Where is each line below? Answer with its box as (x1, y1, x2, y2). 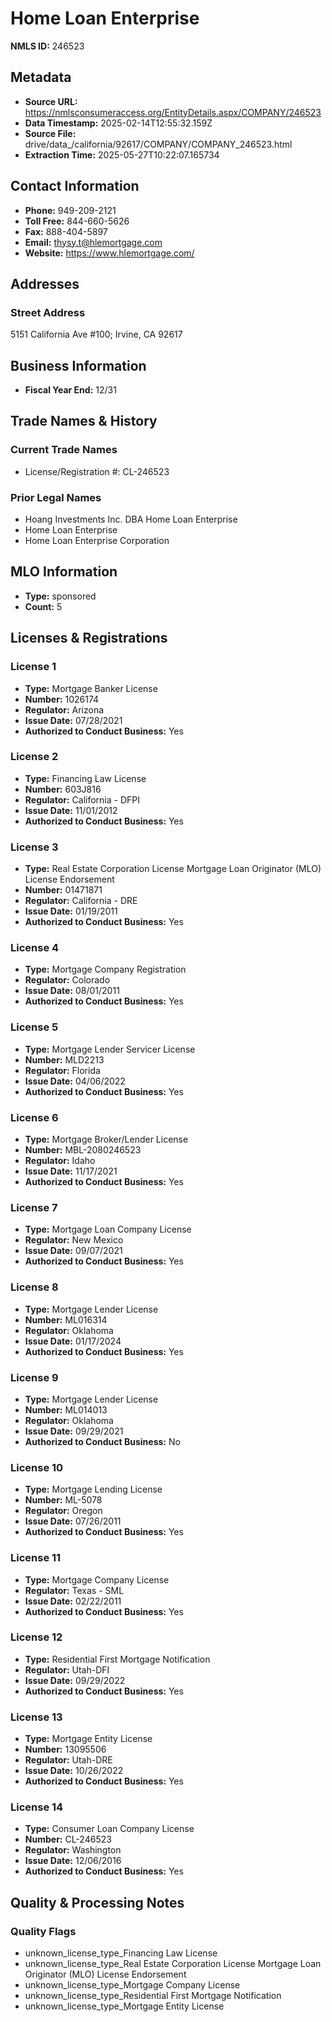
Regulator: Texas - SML (24, 1584, 125, 1596)
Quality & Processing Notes (10, 1894, 185, 1911)
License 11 (10, 1551, 62, 1565)
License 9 (10, 1370, 59, 1384)
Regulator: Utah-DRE (24, 1754, 113, 1766)
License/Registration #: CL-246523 (24, 465, 170, 477)
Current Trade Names (10, 443, 118, 457)
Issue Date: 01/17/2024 (24, 1335, 122, 1347)
